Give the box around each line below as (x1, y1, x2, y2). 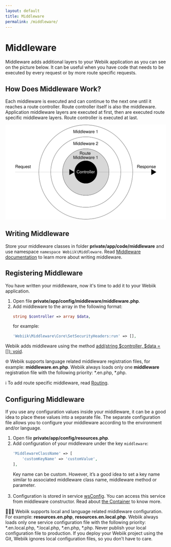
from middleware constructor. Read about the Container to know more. (12, 498, 162, 504)
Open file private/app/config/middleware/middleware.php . (12, 298, 140, 304)
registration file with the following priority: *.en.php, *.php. (5, 369, 127, 376)
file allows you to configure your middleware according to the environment (5, 420, 162, 426)
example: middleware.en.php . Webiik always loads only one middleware (5, 364, 160, 370)
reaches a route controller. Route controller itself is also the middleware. (5, 104, 157, 110)
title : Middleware (5, 13, 44, 19)
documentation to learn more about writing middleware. (5, 254, 123, 260)
